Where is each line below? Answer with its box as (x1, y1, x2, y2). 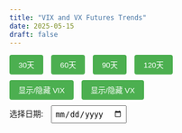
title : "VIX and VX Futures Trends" (9, 13, 147, 22)
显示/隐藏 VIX (18, 86, 66, 95)
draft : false (9, 30, 59, 39)
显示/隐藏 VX (90, 86, 135, 95)
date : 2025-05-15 (9, 22, 75, 31)
